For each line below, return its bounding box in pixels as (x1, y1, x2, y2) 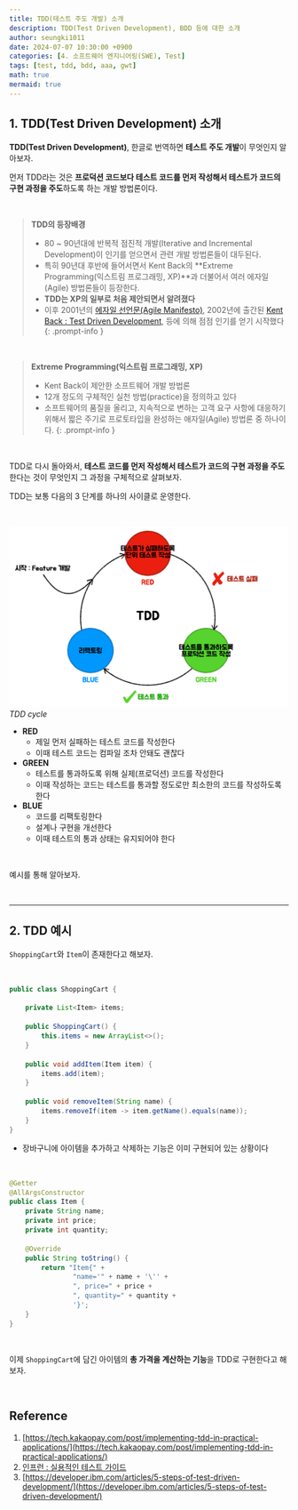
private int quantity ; (25, 1225, 109, 1235)
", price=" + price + (72, 1281, 153, 1291)
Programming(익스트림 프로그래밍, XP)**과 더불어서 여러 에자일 (43, 271, 269, 282)
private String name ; (25, 1207, 105, 1216)
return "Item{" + (41, 1263, 105, 1272)
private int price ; (25, 1217, 98, 1225)
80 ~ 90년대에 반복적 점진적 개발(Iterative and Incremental (43, 237, 253, 248)
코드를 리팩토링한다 (35, 810, 103, 822)
